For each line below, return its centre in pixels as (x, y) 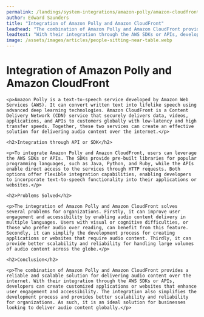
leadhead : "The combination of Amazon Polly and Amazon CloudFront (93, 29)
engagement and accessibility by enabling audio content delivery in (96, 217)
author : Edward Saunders (38, 18)
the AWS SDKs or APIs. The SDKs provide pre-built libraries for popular (102, 158)
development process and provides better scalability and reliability (97, 297)
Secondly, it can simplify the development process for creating (90, 233)
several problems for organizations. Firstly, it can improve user (93, 212)
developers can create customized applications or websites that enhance (102, 286)
